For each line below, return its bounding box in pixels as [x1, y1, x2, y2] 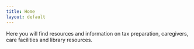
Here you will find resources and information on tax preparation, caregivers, [6, 30, 189, 37]
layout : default [6, 14, 46, 20]
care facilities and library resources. [6, 36, 92, 43]
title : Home [6, 8, 35, 15]
